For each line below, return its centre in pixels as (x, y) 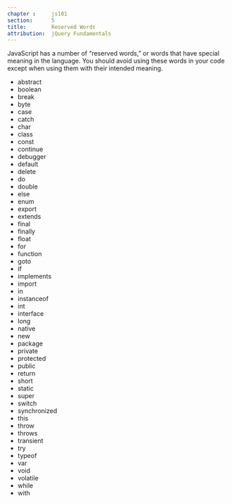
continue (30, 149)
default (28, 164)
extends (29, 217)
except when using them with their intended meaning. (85, 68)
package (30, 344)
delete (27, 172)
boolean (29, 89)
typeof (27, 456)
